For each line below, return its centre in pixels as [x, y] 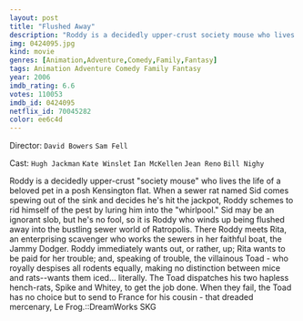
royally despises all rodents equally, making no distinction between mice [145, 268]
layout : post [34, 18]
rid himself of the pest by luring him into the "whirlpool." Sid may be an [142, 210]
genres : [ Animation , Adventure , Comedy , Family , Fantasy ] [114, 60]
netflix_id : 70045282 [50, 111]
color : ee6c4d [36, 119]
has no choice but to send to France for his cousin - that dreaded [131, 297]
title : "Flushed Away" [52, 26]
